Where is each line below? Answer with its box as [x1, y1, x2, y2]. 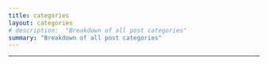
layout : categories [8, 19, 73, 27]
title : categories [8, 11, 69, 20]
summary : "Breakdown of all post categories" [8, 33, 162, 42]
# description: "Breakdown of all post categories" [8, 26, 187, 34]
